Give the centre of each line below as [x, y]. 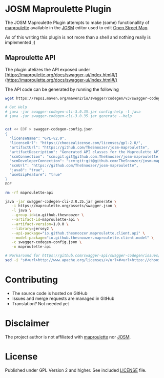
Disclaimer [27, 323]
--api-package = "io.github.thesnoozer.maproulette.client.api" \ [78, 233]
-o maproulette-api [31, 247]
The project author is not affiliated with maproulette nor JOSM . [68, 337]
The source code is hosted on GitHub [50, 293]
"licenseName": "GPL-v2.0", [38, 138]
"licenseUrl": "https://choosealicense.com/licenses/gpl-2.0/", [76, 143]
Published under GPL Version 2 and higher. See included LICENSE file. [76, 370]
